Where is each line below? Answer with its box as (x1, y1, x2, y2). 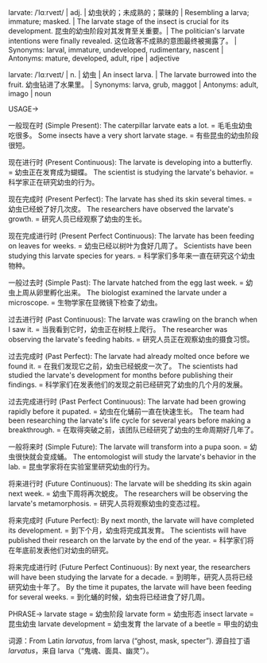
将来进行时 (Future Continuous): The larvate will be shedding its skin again (8, 479, 252, 488)
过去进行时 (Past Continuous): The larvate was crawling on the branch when (8, 314, 258, 324)
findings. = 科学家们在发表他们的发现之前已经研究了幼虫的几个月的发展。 (8, 380, 248, 389)
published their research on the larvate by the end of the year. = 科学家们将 (8, 536, 254, 544)
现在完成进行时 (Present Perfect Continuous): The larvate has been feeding (8, 231, 254, 240)
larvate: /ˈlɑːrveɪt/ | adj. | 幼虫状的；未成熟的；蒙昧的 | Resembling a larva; (8, 8, 250, 17)
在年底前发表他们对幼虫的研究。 (8, 545, 113, 555)
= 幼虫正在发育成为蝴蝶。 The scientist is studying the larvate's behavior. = (8, 167, 254, 177)
